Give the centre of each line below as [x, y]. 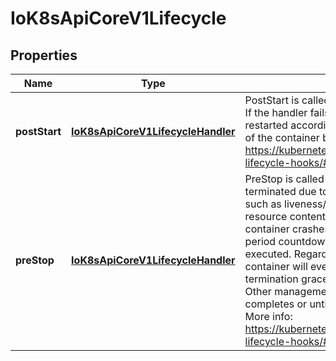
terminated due [280, 191]
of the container [282, 137]
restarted [266, 125]
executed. [268, 254]
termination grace [286, 279]
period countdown [288, 241]
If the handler [276, 112]
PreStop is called [284, 179]
